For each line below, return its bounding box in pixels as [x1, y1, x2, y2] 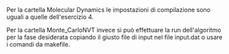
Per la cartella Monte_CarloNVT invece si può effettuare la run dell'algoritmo [6, 26, 221, 34]
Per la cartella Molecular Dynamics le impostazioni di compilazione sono [6, 6, 210, 13]
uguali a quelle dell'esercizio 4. [6, 13, 94, 21]
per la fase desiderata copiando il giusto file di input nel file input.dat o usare [6, 33, 223, 41]
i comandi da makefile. [6, 40, 71, 48]
